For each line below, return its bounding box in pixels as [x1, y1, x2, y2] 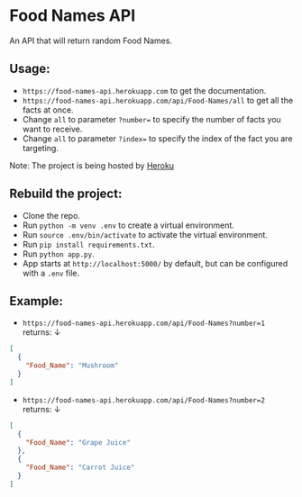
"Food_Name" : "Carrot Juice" [25, 463, 135, 473]
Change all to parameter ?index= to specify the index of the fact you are [22, 132, 293, 144]
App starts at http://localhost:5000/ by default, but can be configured [22, 258, 288, 268]
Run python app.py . [22, 248, 95, 259]
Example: [9, 294, 63, 309]
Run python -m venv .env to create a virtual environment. [22, 220, 234, 230]
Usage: [9, 61, 51, 77]
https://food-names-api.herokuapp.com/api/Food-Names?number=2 [22, 395, 266, 405]
